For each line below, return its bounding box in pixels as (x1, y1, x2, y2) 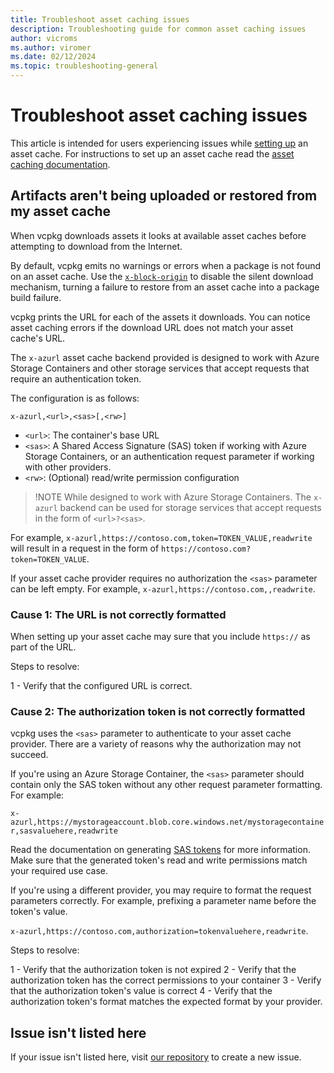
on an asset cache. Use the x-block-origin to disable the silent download (10, 270, 314, 282)
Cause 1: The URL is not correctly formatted (10, 607, 227, 621)
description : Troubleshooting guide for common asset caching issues (10, 24, 307, 34)
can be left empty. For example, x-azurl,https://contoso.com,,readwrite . (10, 582, 316, 595)
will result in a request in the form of (10, 542, 160, 554)
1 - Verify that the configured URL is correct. (10, 680, 193, 692)
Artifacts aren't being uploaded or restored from (10, 187, 318, 205)
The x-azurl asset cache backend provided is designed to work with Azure (10, 351, 320, 363)
